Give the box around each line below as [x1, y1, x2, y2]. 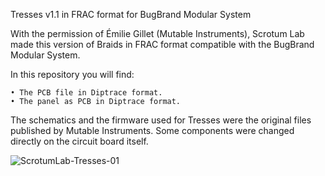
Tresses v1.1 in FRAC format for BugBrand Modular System [10, 9, 252, 20]
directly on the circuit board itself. [10, 135, 149, 147]
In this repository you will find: [10, 69, 135, 80]
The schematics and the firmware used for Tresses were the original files [10, 114, 312, 126]
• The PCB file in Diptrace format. [10, 88, 163, 98]
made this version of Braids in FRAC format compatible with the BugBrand [10, 39, 315, 50]
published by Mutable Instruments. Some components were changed [10, 125, 295, 136]
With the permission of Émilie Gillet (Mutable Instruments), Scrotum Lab [10, 28, 305, 39]
